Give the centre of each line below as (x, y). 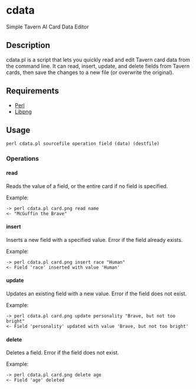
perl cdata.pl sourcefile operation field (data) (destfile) (83, 144)
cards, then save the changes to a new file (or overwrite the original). (90, 72)
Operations (23, 159)
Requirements (32, 91)
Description (28, 45)
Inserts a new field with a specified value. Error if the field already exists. (94, 240)
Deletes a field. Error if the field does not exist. (63, 353)
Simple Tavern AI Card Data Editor (48, 27)
